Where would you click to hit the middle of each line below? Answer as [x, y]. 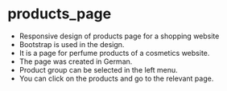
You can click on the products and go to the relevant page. [116, 78]
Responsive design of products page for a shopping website [119, 36]
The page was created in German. [76, 61]
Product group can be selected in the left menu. [98, 69]
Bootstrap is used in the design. [72, 44]
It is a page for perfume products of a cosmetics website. [114, 53]
